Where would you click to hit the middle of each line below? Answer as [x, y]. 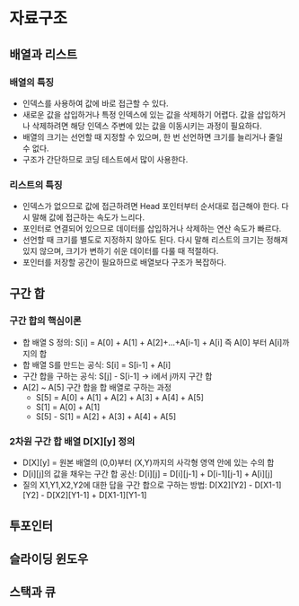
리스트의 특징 [36, 185]
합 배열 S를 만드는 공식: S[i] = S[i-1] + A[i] [97, 364]
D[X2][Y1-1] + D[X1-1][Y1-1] [97, 496]
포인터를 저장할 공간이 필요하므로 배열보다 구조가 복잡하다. [124, 262]
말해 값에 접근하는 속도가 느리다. [88, 217]
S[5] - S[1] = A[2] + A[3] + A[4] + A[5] [106, 416]
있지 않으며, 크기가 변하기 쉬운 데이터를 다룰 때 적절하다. [120, 251]
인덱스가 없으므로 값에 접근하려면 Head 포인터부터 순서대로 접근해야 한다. [151, 206]
